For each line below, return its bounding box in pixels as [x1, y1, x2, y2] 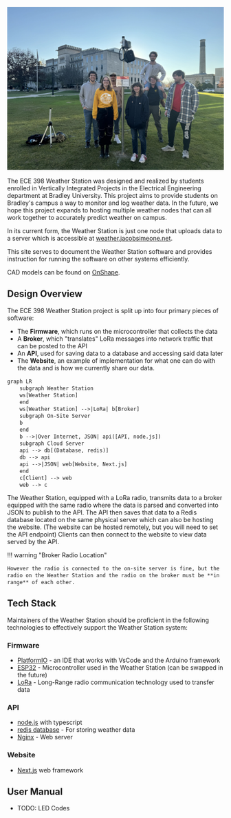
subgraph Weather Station [19, 385, 94, 392]
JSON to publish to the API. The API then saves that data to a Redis [7, 508, 197, 517]
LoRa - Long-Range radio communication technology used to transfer [16, 678, 214, 686]
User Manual [7, 786, 63, 797]
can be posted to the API [16, 341, 88, 350]
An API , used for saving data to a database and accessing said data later [16, 349, 223, 357]
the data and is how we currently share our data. [16, 363, 155, 372]
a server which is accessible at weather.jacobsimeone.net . [7, 235, 173, 242]
